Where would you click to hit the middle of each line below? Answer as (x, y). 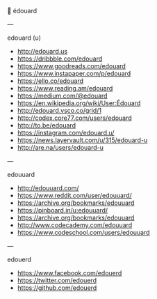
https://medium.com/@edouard (62, 95)
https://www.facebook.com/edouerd (69, 273)
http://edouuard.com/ (48, 188)
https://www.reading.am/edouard (65, 88)
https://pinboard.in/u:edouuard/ (63, 210)
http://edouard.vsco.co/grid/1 (59, 110)
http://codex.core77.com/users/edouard (74, 118)
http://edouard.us (42, 51)
